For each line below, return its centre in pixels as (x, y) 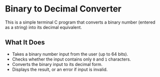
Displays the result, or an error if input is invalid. (60, 69)
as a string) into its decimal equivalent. (44, 27)
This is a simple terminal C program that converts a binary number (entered (80, 22)
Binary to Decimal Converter (63, 9)
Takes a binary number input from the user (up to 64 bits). (70, 54)
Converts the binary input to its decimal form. (57, 64)
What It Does (25, 43)
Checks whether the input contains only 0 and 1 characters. (72, 59)
